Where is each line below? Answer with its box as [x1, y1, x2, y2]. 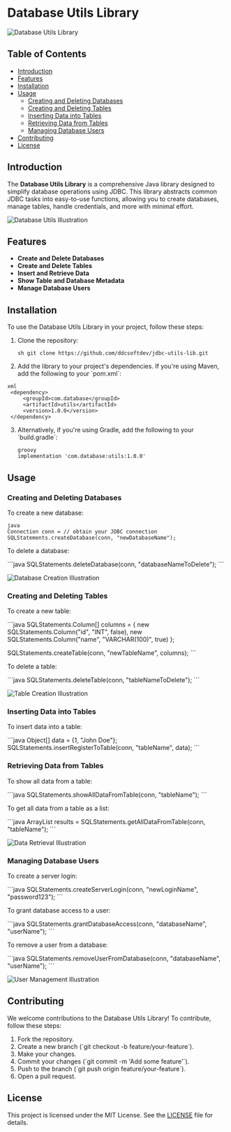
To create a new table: [7, 607, 72, 615]
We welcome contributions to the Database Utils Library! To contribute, [7, 1014, 211, 1022]
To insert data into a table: [7, 723, 82, 731]
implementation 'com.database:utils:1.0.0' [17, 453, 147, 460]
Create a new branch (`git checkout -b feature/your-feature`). [17, 1042, 194, 1050]
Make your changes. [17, 1050, 77, 1058]
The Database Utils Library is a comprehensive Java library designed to [7, 179, 215, 188]
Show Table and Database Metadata [17, 277, 125, 285]
